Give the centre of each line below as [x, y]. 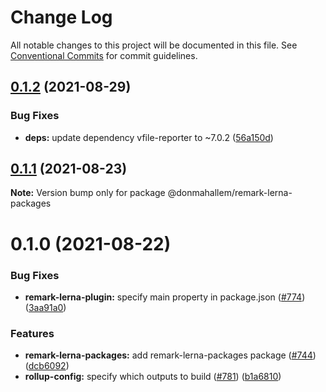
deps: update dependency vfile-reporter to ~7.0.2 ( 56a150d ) [149, 137]
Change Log [61, 17]
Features [32, 333]
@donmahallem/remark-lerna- [230, 193]
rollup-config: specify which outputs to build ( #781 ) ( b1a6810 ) [153, 377]
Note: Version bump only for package [88, 193]
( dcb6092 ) [47, 366]
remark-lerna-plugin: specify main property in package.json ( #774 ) [165, 297]
